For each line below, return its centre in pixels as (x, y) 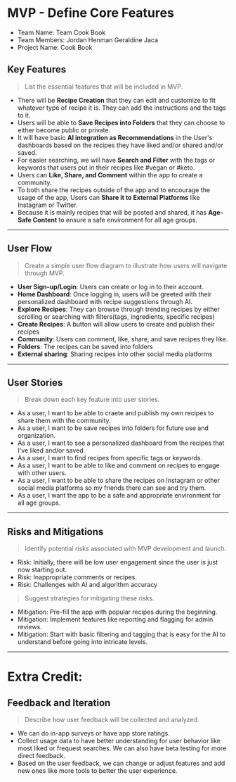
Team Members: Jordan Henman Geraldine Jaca (88, 39)
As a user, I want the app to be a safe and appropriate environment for (119, 496)
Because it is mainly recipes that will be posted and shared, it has (112, 212)
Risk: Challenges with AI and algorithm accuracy (87, 585)
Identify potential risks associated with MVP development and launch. (125, 549)
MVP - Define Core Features (91, 13)
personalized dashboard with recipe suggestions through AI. (105, 301)
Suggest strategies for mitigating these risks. (89, 598)
